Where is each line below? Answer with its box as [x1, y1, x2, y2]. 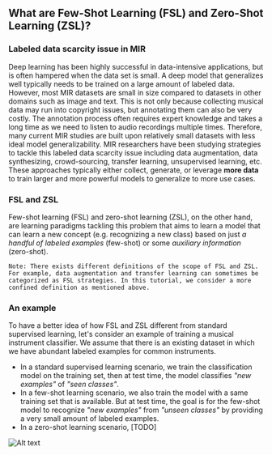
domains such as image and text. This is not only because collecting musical [8, 96, 264, 106]
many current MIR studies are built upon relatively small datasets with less [8, 130, 256, 140]
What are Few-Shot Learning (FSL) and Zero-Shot [8, 6, 264, 20]
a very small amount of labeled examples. [19, 414, 159, 423]
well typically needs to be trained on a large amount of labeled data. [8, 79, 235, 88]
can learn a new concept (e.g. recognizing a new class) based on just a [8, 229, 247, 239]
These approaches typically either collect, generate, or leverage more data [8, 165, 259, 175]
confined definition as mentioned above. [8, 283, 151, 291]
